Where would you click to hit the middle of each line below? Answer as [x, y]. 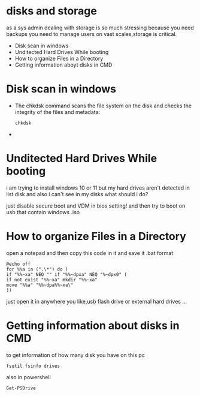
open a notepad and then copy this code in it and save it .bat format [90, 253]
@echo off [19, 264]
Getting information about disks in [93, 325]
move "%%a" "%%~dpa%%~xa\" [40, 285]
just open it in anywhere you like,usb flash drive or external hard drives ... [97, 301]
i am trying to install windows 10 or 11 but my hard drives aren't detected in [98, 188]
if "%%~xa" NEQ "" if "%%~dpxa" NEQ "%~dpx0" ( [67, 274]
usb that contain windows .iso [43, 212]
